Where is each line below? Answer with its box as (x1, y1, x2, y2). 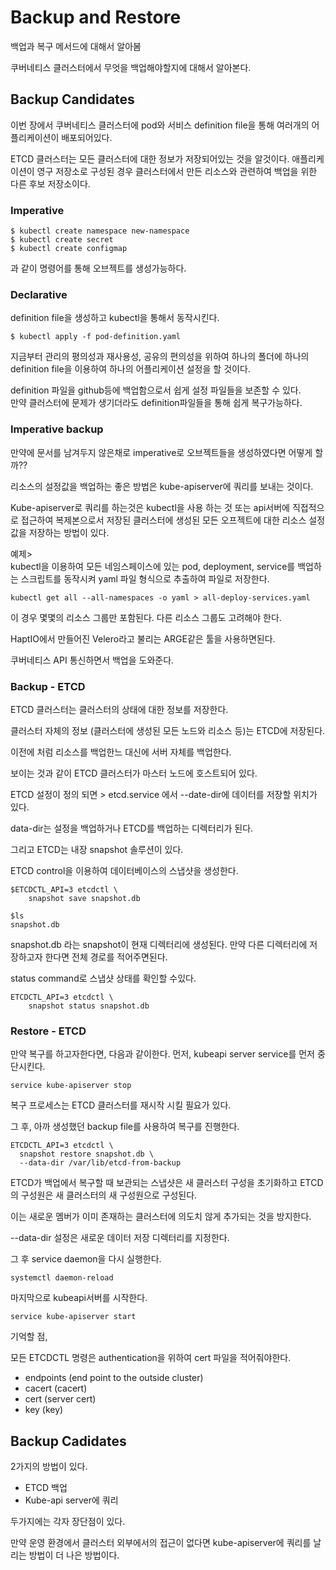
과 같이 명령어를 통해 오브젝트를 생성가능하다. (10, 262, 187, 275)
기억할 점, (10, 1331, 48, 1343)
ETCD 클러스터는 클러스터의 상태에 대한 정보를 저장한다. (10, 703, 229, 715)
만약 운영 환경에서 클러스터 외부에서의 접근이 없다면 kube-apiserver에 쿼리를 (10, 1537, 312, 1549)
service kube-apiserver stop (10, 1081, 132, 1091)
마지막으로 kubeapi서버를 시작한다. (10, 1292, 148, 1304)
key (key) (24, 1404, 64, 1416)
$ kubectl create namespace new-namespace (10, 226, 190, 236)
